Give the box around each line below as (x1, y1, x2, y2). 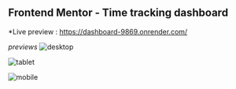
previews (8, 42, 38, 52)
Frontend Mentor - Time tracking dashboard (8, 6, 229, 20)
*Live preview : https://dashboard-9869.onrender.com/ (8, 27, 188, 36)
